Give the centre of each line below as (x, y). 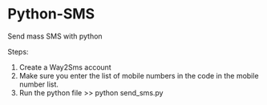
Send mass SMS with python (55, 36)
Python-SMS (51, 14)
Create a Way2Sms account (65, 67)
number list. (39, 84)
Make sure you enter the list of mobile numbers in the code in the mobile (139, 75)
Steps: (18, 51)
